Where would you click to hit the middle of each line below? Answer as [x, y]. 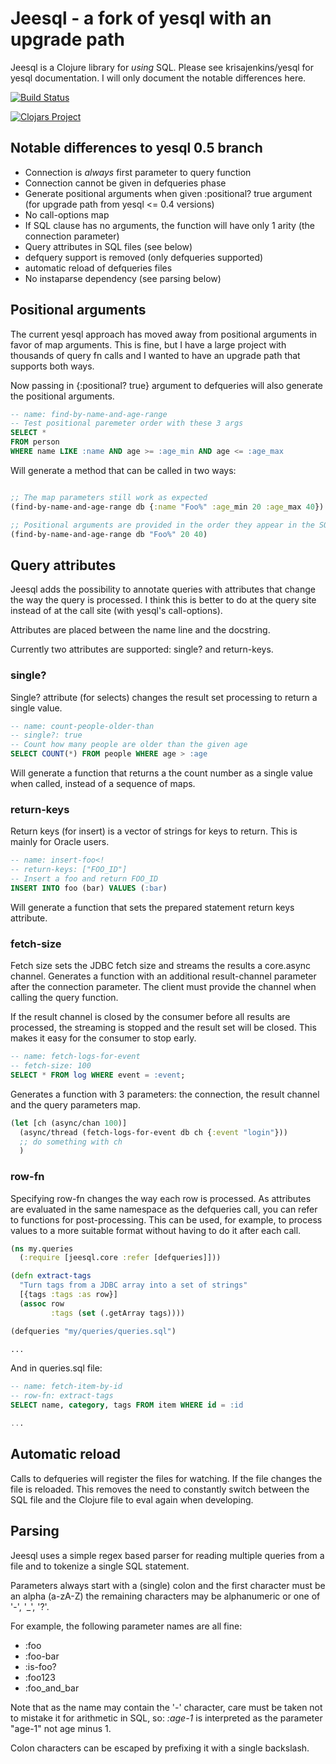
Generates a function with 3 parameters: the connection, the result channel [165, 1094]
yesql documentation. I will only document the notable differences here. [158, 78]
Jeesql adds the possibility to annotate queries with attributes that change [163, 589]
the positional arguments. [62, 396]
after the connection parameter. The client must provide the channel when [163, 987]
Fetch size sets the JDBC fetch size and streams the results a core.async [161, 966]
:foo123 [40, 1677]
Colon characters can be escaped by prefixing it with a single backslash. [160, 1748]
